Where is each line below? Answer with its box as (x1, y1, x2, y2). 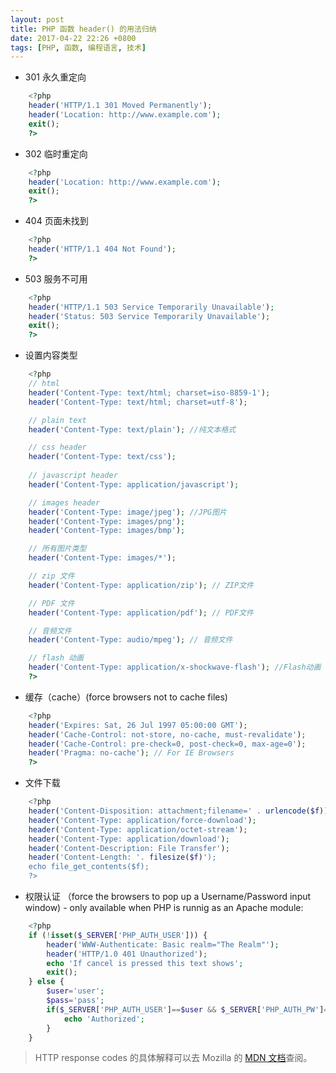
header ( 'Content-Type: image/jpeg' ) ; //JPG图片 (28, 507, 227, 517)
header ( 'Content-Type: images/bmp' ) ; (28, 526, 186, 536)
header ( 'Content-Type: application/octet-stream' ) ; (28, 824, 248, 835)
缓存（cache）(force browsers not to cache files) (24, 691, 228, 703)
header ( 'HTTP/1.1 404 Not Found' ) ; (28, 244, 177, 254)
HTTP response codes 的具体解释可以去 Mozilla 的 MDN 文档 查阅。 (34, 1052, 313, 1064)
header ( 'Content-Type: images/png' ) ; (28, 516, 186, 526)
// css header (28, 442, 87, 453)
